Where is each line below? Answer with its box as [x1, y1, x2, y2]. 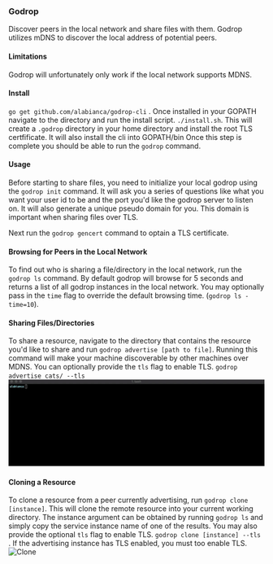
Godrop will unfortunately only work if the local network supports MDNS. [8, 69, 252, 79]
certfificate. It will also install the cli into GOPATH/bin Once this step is [8, 132, 242, 142]
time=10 [8, 301, 35, 309]
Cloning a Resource [8, 477, 76, 487]
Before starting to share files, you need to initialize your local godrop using [8, 177, 258, 187]
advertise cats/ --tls [8, 372, 85, 380]
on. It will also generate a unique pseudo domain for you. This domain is [8, 203, 249, 213]
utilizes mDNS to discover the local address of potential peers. [8, 33, 218, 42]
